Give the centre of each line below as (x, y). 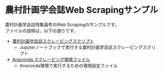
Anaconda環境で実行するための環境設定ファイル (68, 65)
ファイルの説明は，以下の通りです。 (41, 30)
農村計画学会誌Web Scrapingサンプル (82, 10)
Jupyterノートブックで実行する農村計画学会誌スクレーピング (81, 47)
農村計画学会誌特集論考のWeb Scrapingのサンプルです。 (62, 24)
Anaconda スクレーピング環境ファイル (51, 59)
